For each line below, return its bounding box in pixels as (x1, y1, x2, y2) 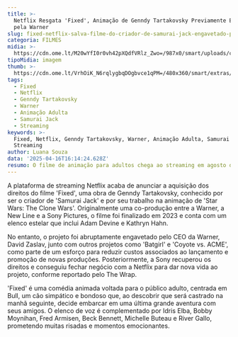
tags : (7, 76, 23, 84)
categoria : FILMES (7, 37, 62, 44)
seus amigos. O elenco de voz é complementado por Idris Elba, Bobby (7, 306, 212, 315)
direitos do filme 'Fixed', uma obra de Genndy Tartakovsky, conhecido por (7, 188, 223, 197)
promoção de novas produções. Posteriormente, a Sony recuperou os (7, 255, 211, 263)
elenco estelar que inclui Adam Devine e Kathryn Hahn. (7, 219, 169, 227)
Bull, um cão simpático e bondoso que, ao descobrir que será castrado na (7, 291, 223, 299)
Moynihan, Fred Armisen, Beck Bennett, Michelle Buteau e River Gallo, (7, 314, 212, 322)
